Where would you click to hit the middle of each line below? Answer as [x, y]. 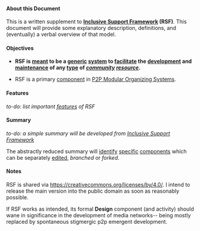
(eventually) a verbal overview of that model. [61, 34]
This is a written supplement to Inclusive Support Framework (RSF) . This [96, 22]
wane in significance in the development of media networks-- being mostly [99, 215]
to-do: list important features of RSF [51, 106]
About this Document [33, 8]
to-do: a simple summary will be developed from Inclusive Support [88, 133]
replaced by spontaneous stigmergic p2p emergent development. [87, 222]
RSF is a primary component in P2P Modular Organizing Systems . [95, 79]
